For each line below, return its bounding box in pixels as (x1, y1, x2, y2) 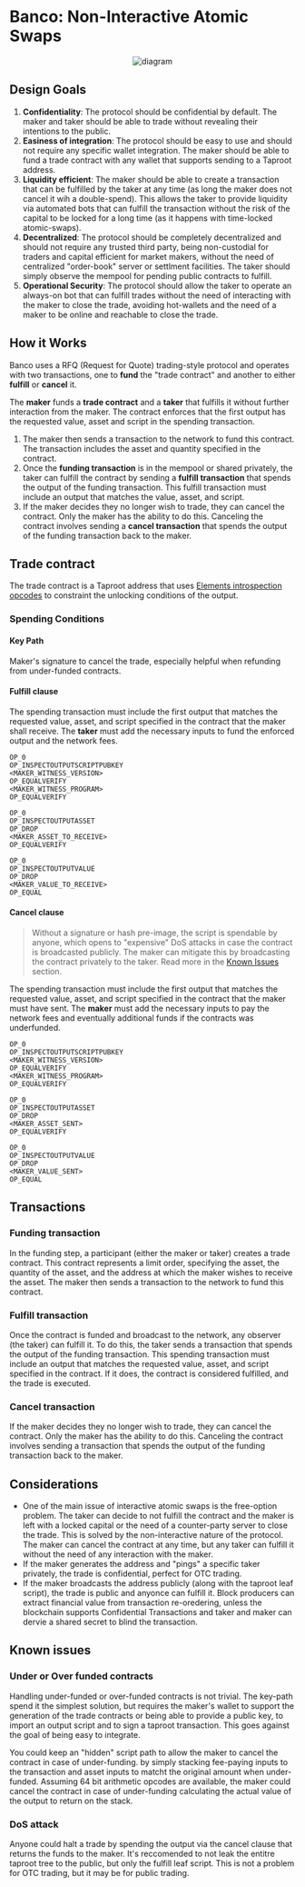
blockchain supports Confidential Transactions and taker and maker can (22, 1607, 292, 1617)
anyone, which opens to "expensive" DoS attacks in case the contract (31, 936, 293, 947)
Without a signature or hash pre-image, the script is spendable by (31, 927, 279, 938)
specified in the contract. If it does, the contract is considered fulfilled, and (9, 1368, 289, 1379)
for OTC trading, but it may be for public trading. (9, 1867, 190, 1878)
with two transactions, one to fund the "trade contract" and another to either (9, 369, 296, 380)
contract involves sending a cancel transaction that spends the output (22, 520, 288, 531)
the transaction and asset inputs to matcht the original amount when (9, 1766, 265, 1777)
